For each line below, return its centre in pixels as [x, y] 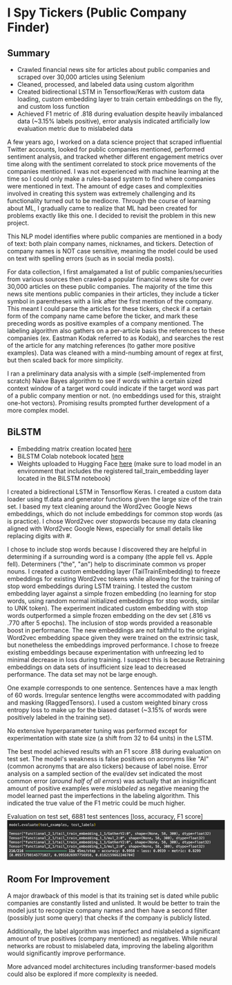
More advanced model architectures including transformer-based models [112, 967]
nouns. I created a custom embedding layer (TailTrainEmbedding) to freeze [114, 571]
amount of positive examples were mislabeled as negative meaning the [108, 788]
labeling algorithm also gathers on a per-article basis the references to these [116, 331]
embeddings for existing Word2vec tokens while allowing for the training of [114, 578]
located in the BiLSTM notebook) [64, 478]
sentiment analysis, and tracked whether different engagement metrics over [115, 157]
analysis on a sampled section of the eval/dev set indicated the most [105, 773]
